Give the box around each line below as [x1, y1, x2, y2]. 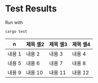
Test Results [5, 3, 57, 14]
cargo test [5, 29, 28, 34]
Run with [5, 19, 23, 25]
